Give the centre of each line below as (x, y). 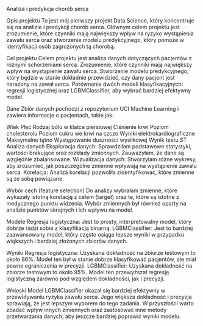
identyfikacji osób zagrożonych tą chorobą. (61, 46)
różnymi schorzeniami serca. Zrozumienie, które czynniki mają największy (99, 64)
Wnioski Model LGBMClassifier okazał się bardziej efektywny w (86, 290)
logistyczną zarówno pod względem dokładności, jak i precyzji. (86, 279)
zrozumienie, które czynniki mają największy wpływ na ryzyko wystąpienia (100, 33)
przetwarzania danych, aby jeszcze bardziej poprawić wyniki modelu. (94, 316)
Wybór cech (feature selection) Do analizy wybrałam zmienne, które (92, 190)
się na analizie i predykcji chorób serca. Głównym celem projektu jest (93, 27)
